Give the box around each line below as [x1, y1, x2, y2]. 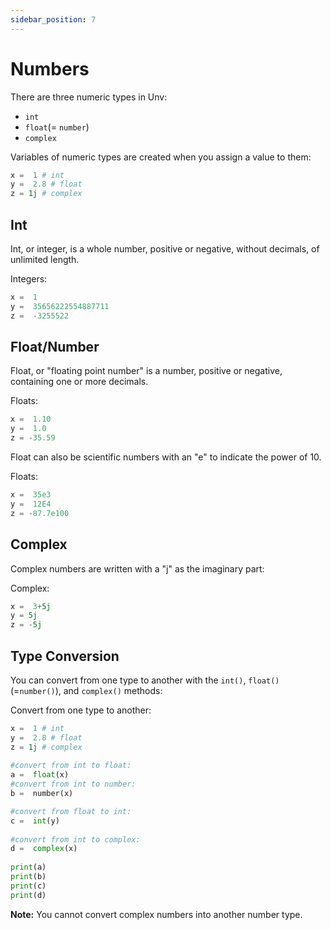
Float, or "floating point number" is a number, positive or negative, [10, 365, 283, 377]
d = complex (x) [10, 844, 78, 854]
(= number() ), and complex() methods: [10, 684, 163, 696]
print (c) [10, 881, 47, 891]
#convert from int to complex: [10, 834, 141, 845]
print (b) [10, 872, 47, 882]
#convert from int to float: [10, 761, 132, 771]
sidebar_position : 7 [10, 14, 97, 25]
